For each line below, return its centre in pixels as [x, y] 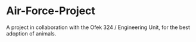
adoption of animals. [31, 33]
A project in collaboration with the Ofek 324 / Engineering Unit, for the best [98, 27]
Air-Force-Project [51, 11]
